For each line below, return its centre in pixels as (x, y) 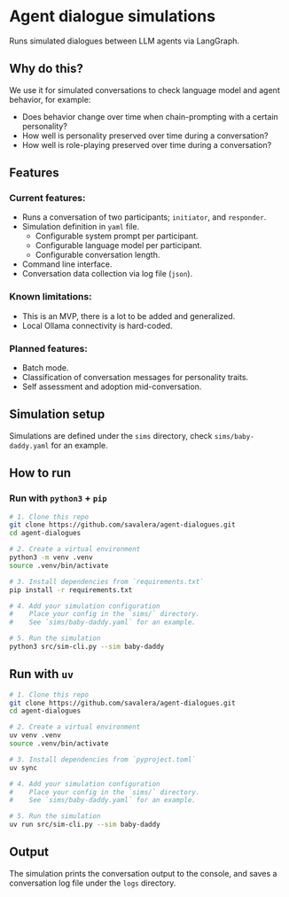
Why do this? (47, 69)
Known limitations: (51, 297)
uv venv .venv (35, 736)
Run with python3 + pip (59, 498)
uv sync (23, 768)
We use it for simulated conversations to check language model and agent (145, 90)
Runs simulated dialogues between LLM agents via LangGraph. (125, 41)
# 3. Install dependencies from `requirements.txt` (106, 581)
